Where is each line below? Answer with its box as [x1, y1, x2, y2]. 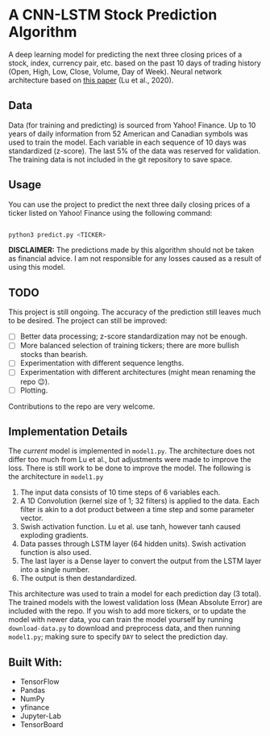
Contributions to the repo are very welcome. [8, 402, 156, 411]
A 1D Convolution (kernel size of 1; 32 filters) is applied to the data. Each [19, 496, 260, 506]
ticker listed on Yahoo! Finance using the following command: [8, 208, 213, 217]
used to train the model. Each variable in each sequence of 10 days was [8, 137, 247, 147]
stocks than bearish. [19, 350, 89, 360]
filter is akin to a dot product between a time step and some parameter [19, 505, 255, 515]
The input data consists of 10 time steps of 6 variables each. [19, 487, 221, 498]
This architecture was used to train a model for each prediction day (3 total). [8, 589, 262, 599]
